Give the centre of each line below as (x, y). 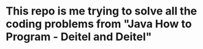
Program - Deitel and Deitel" (79, 37)
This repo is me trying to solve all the (101, 11)
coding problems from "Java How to (99, 24)
